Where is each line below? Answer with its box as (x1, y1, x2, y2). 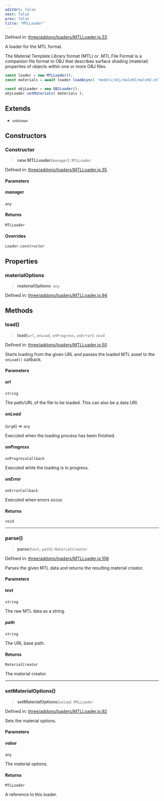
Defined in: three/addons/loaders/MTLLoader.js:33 (5, 34, 107, 40)
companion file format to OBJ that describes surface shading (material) (5, 58, 148, 64)
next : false (5, 12, 29, 17)
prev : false (5, 16, 29, 21)
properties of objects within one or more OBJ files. (5, 64, 107, 69)
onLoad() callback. (5, 356, 42, 362)
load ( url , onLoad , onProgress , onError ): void (17, 332, 105, 338)
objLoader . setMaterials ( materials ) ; (5, 91, 84, 96)
